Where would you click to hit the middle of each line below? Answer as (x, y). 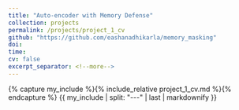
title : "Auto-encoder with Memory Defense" (81, 15)
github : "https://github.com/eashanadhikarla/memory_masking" (112, 37)
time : (17, 52)
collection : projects (44, 23)
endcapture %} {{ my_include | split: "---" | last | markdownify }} (113, 97)
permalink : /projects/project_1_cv (67, 30)
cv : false (24, 60)
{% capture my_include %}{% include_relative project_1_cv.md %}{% (120, 89)
